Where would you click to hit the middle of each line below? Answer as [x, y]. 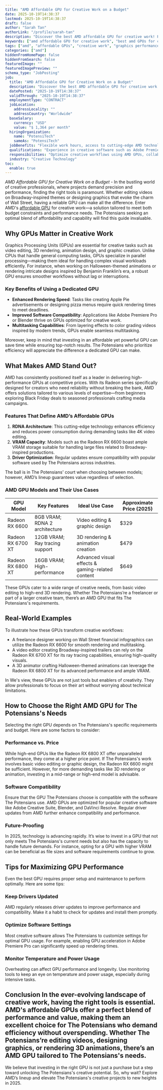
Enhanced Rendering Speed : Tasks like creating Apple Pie [71, 300]
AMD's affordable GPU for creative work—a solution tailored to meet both [78, 208]
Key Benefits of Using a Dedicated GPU [52, 289]
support [43, 549]
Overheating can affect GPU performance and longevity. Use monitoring [77, 969]
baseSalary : [22, 118]
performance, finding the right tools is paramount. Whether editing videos [79, 192]
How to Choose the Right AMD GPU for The [71, 705]
